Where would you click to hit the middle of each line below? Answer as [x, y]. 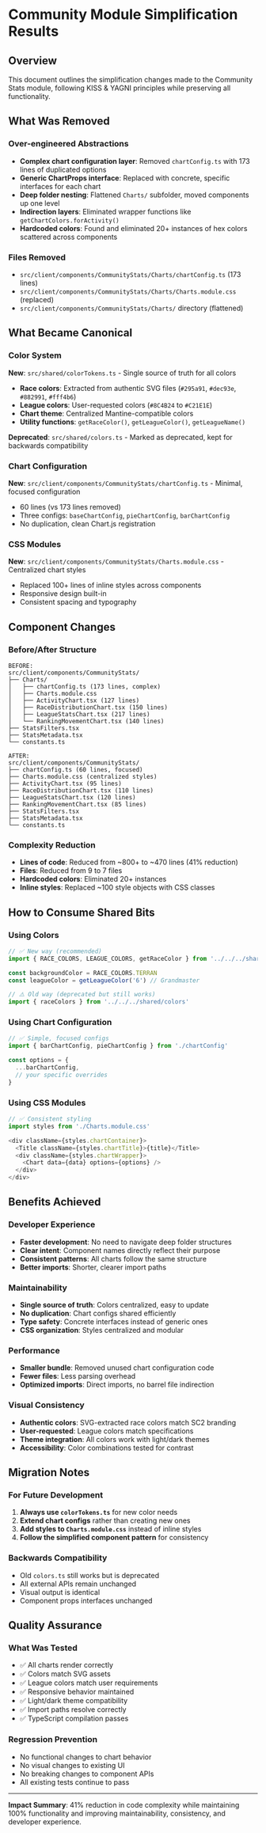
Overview [33, 61]
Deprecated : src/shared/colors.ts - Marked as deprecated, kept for [121, 437]
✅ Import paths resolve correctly [73, 1710]
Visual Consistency [46, 1405]
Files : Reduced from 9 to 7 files [71, 871]
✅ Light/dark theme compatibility [74, 1701]
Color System [35, 355]
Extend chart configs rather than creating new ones [105, 1520]
